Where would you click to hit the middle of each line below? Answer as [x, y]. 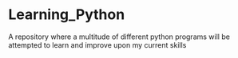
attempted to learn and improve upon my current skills [97, 44]
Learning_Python [67, 15]
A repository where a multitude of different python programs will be [119, 37]
